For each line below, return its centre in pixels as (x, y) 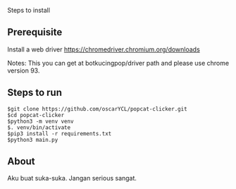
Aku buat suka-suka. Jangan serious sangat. (72, 178)
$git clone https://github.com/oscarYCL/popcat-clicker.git (98, 109)
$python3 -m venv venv (41, 121)
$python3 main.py (33, 140)
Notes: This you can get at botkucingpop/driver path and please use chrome (118, 63)
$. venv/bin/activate (39, 127)
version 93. (24, 71)
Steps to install (29, 10)
